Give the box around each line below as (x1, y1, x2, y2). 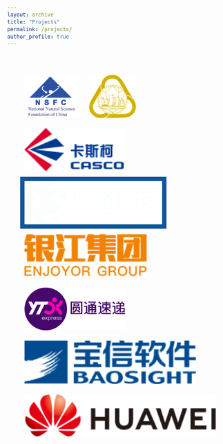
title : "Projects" (7, 18, 60, 26)
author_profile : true (7, 33, 70, 40)
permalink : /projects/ (7, 26, 72, 33)
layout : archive (7, 11, 54, 18)
